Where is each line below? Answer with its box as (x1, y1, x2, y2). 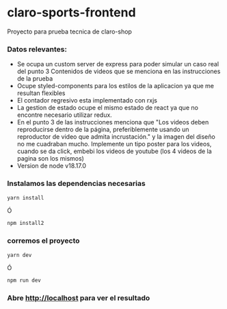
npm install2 (7, 220, 44, 227)
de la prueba (16, 75, 53, 83)
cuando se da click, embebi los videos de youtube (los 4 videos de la (16, 147, 212, 155)
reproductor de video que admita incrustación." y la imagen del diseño (16, 133, 215, 141)
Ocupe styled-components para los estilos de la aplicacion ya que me (16, 82, 214, 90)
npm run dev (7, 277, 41, 284)
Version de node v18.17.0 (16, 162, 87, 170)
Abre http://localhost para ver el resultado (7, 293, 150, 303)
